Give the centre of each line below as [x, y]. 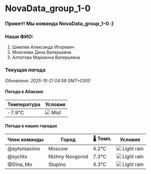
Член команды [26, 140]
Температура [24, 104]
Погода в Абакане [24, 92]
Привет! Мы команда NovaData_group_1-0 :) [59, 24]
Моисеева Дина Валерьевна [42, 52]
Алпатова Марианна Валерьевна [46, 57]
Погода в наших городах [31, 126]
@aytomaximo [24, 149]
